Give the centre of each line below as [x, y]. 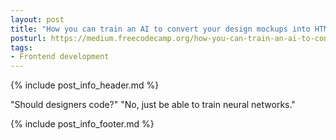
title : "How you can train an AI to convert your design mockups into [160, 29]
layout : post [37, 19]
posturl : [28, 38]
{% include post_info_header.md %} [85, 85]
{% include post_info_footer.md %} [82, 124]
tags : [21, 47]
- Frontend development [60, 57]
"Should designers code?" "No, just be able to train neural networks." [153, 105]
